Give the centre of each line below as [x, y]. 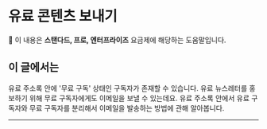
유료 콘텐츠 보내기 [63, 16]
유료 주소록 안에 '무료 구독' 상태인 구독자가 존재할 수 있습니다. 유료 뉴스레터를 [128, 88]
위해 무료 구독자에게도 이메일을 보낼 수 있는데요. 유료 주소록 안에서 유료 [139, 98]
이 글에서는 [34, 67]
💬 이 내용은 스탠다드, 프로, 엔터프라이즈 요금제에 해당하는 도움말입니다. [117, 40]
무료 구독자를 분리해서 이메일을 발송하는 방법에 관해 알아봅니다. [127, 107]
